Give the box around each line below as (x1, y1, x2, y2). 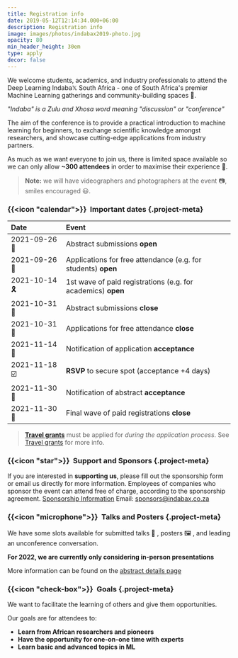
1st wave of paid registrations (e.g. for (66, 277, 193, 287)
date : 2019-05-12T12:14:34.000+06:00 (7, 17, 119, 24)
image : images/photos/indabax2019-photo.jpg (7, 30, 141, 38)
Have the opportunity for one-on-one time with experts (17, 635, 184, 643)
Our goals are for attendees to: (7, 613, 97, 622)
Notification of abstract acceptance (66, 387, 186, 397)
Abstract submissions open (66, 239, 157, 249)
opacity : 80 (7, 37, 42, 44)
